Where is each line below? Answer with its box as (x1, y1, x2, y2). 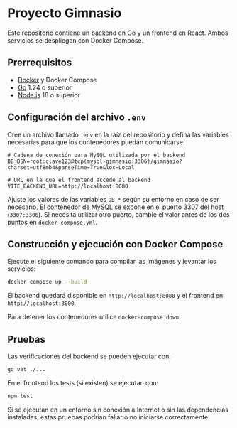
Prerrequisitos (7, 57, 72, 69)
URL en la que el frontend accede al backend (13, 176, 151, 183)
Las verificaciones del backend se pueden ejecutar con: (7, 352, 172, 360)
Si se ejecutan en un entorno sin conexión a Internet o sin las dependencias (7, 405, 229, 414)
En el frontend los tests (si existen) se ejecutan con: (7, 378, 159, 387)
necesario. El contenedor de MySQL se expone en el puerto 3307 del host (7, 203, 224, 211)
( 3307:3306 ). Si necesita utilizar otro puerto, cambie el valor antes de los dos (7, 210, 230, 218)
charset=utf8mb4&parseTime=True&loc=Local (7, 164, 135, 171)
